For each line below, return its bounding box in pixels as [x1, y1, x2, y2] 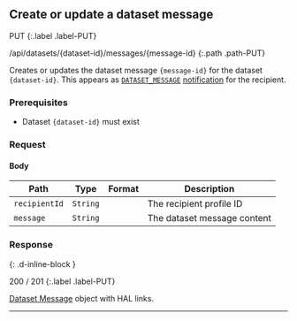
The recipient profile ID [147, 198, 243, 210]
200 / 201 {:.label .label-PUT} [9, 276, 116, 287]
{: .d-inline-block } [9, 258, 77, 269]
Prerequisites [9, 96, 68, 109]
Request [9, 139, 46, 151]
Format [108, 183, 140, 195]
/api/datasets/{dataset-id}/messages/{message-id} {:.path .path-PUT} [9, 48, 266, 58]
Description [184, 183, 235, 195]
